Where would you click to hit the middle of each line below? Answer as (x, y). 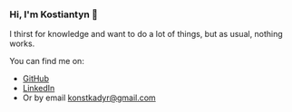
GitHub (36, 79)
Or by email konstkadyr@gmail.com (89, 98)
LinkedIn (39, 89)
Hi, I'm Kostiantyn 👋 (54, 14)
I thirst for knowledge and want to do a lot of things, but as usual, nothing (146, 34)
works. (22, 43)
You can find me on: (47, 61)
